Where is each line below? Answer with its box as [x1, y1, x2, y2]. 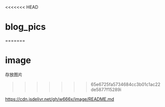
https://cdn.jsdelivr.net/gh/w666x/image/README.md [5, 96, 114, 102]
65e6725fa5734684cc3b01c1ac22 [91, 81, 161, 87]
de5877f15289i [91, 86, 122, 92]
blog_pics [5, 22, 46, 32]
